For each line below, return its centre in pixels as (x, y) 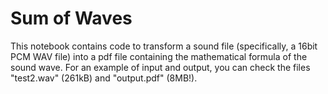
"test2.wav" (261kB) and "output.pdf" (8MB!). (104, 78)
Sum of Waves (71, 18)
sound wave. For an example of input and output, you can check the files (160, 67)
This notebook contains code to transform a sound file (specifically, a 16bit (164, 46)
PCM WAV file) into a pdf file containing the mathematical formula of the (159, 56)
